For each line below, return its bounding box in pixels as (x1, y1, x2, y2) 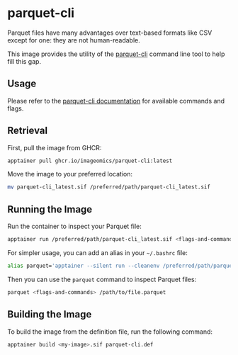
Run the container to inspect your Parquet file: (7, 222, 142, 231)
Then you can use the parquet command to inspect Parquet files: (7, 275, 197, 283)
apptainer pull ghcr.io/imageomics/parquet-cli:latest (7, 157, 173, 164)
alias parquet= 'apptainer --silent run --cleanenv (7, 262, 160, 269)
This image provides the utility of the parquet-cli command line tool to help (7, 50, 225, 58)
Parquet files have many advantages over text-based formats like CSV (7, 28, 212, 37)
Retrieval (7, 125, 48, 137)
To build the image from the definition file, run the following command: (7, 327, 213, 336)
